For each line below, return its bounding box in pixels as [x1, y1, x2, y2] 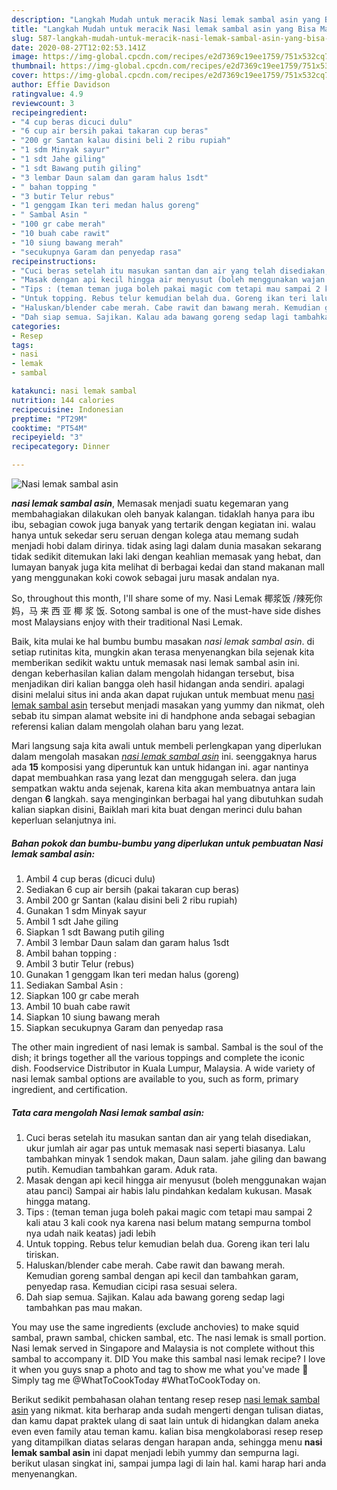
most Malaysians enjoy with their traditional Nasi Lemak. [11, 616, 243, 628]
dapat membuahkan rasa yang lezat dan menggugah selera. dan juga [11, 772, 297, 783]
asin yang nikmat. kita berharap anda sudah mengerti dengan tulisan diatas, [11, 1404, 324, 1416]
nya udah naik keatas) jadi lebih [25, 1227, 156, 1239]
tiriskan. [25, 1248, 59, 1260]
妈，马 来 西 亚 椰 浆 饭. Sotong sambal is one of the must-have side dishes [11, 605, 321, 616]
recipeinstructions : [11, 256, 98, 266]
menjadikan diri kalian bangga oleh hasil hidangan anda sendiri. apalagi [11, 678, 305, 690]
